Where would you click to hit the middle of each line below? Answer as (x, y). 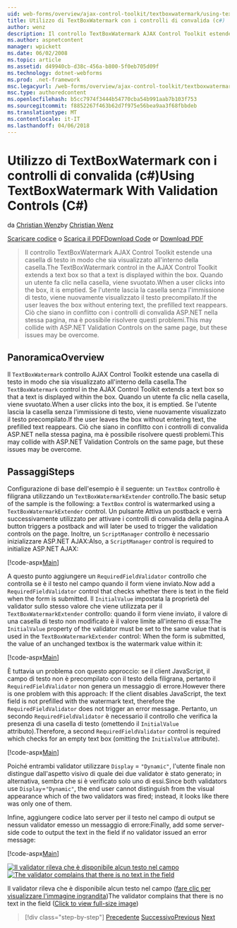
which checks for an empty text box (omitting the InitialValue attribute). (114, 739)
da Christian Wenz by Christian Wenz (61, 225)
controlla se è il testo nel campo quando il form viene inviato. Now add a (111, 584)
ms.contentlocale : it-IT (44, 119)
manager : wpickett (34, 47)
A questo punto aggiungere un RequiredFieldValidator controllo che (107, 576)
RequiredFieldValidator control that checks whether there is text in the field (118, 592)
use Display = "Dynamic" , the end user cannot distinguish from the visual (111, 789)
